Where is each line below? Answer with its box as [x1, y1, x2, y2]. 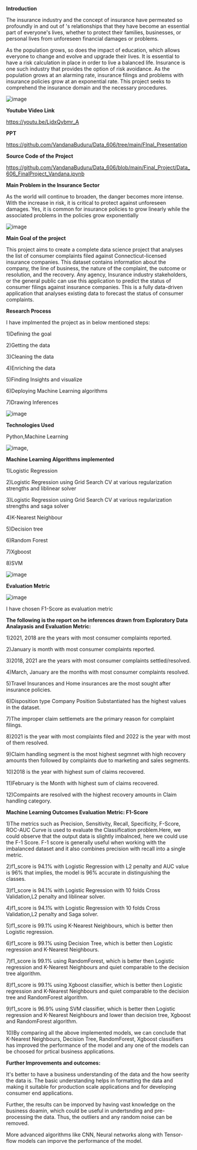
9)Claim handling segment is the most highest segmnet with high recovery [6, 751, 186, 757]
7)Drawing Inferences [6, 399, 59, 406]
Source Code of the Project [6, 153, 73, 160]
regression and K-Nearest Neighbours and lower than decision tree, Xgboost [6, 1012, 191, 1018]
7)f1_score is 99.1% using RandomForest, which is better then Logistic [6, 957, 175, 965]
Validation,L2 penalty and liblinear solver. [6, 893, 106, 900]
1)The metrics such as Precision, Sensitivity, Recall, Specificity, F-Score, [6, 820, 181, 827]
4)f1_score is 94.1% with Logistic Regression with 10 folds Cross [6, 904, 161, 912]
